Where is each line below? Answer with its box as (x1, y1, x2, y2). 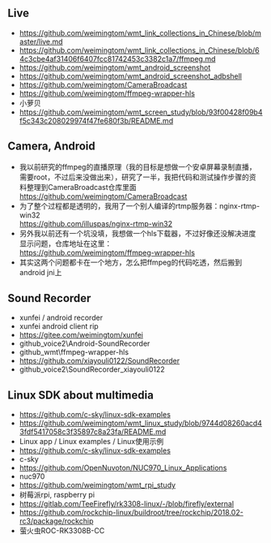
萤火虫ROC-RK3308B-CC (19, 526, 105, 536)
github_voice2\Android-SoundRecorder (19, 338, 150, 348)
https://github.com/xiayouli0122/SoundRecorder (19, 356, 180, 366)
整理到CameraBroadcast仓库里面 (26, 182, 137, 192)
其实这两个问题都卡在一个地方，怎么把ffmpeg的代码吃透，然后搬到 (19, 257, 243, 267)
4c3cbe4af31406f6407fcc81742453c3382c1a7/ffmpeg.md (19, 54, 216, 63)
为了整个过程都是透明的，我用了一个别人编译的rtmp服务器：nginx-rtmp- (19, 200, 260, 210)
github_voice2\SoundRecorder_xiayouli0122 (19, 364, 165, 374)
